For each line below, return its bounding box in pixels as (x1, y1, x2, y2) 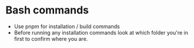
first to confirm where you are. (14, 35, 88, 42)
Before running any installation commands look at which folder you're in (14, 29, 189, 36)
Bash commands (5, 4, 89, 17)
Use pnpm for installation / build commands (14, 23, 120, 30)
